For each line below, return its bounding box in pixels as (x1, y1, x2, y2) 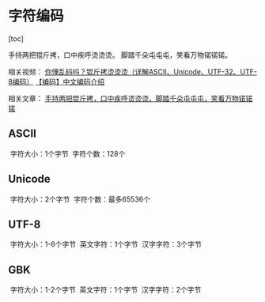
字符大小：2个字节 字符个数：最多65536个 (9, 194, 150, 204)
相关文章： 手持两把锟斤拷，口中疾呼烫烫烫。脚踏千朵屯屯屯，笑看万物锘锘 (8, 93, 253, 103)
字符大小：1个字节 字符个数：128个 (9, 149, 126, 158)
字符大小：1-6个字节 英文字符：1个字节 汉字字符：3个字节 (9, 240, 202, 249)
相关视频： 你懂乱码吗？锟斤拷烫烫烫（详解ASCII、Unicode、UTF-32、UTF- (8, 66, 257, 76)
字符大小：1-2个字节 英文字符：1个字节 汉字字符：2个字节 (9, 285, 202, 295)
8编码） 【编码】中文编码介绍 (8, 77, 105, 86)
